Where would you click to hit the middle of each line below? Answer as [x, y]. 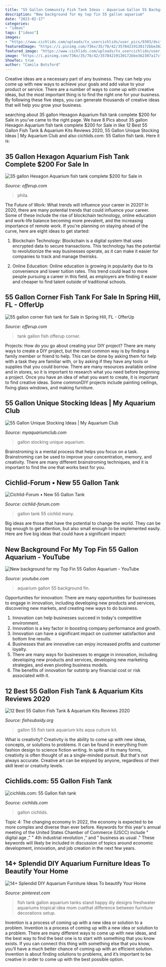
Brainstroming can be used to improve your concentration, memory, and [79, 457]
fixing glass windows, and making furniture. [49, 387]
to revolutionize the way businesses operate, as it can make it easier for [85, 251]
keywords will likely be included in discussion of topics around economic [79, 842]
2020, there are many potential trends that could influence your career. [77, 210]
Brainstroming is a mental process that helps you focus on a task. [72, 451]
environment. [26, 623]
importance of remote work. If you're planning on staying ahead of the [77, 226]
